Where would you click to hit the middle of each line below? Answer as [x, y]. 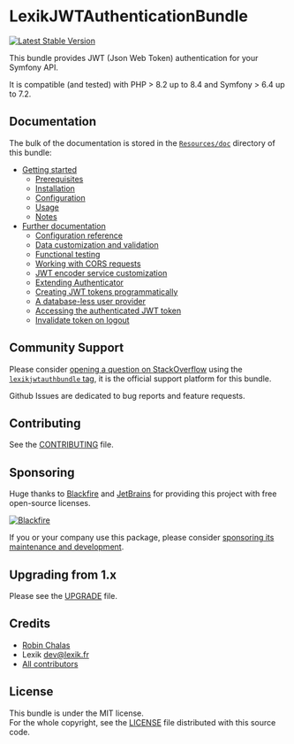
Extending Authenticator [79, 282]
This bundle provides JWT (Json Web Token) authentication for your [134, 58]
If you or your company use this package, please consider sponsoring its [142, 538]
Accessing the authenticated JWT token [108, 311]
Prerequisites [59, 179]
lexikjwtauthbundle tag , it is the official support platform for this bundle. [140, 379]
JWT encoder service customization [101, 272]
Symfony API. [34, 67]
